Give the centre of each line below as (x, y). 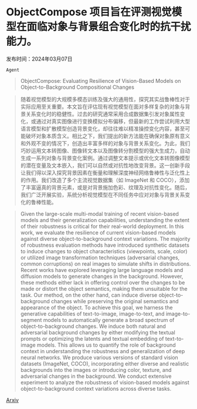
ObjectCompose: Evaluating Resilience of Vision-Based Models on (101, 81)
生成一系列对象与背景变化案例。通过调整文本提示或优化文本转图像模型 (105, 158)
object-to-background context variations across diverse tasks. (96, 388)
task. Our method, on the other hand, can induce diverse (89, 295)
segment (31, 320)
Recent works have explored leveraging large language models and (102, 270)
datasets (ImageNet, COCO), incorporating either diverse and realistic (105, 363)
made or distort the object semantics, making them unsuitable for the (104, 289)
